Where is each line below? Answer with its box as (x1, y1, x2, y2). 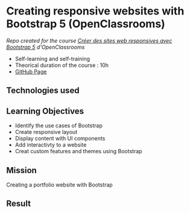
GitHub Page (14, 68, 47, 75)
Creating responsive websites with (6, 4, 185, 18)
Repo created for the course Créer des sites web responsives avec (6, 37, 173, 44)
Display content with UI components (14, 135, 106, 142)
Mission (6, 165, 37, 176)
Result (6, 199, 31, 209)
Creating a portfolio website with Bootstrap (6, 181, 113, 188)
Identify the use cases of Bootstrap (14, 122, 103, 129)
